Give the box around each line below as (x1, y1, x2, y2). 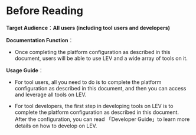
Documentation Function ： (6, 36, 74, 43)
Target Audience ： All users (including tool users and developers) (6, 24, 170, 31)
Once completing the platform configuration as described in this (14, 48, 171, 55)
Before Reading (6, 4, 84, 18)
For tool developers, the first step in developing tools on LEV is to (14, 102, 174, 109)
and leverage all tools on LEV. (14, 91, 87, 98)
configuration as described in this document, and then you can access (14, 85, 187, 92)
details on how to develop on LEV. (14, 122, 97, 129)
